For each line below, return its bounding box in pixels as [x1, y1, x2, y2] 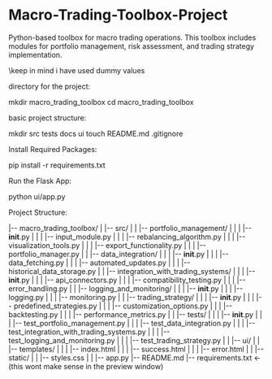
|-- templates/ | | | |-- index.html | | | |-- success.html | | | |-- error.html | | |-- [8, 344, 264, 354]
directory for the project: [8, 81, 91, 91]
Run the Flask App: [8, 176, 71, 185]
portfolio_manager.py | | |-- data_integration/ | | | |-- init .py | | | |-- [8, 249, 229, 259]
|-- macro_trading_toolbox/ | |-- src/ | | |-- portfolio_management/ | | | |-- [8, 223, 252, 233]
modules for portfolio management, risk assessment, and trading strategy [8, 41, 254, 50]
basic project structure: [8, 112, 87, 123]
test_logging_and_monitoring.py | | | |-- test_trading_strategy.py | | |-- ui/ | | [8, 335, 260, 345]
